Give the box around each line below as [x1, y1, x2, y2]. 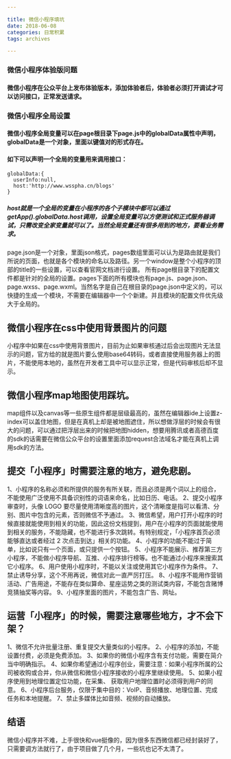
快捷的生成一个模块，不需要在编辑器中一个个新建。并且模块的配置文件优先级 [7, 291, 223, 300]
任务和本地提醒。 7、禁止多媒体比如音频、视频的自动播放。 [7, 694, 175, 702]
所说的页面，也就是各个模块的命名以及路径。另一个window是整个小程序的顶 [7, 257, 221, 265]
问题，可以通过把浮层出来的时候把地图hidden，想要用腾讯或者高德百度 [19, 426, 219, 434]
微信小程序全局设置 [7, 111, 71, 120]
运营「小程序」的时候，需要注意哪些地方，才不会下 [7, 610, 223, 622]
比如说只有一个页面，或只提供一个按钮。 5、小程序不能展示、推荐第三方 [19, 544, 223, 553]
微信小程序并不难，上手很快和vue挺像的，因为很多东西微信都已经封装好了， [7, 736, 222, 744]
